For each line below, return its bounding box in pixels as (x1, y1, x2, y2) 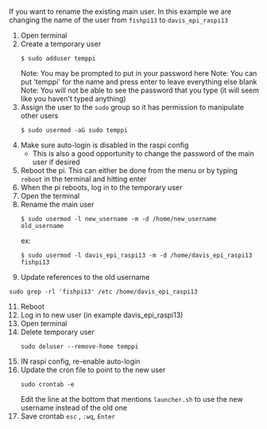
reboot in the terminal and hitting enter (20, 175, 147, 183)
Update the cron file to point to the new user (20, 365, 166, 374)
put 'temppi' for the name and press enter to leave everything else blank (20, 77, 257, 86)
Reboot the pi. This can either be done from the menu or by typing (20, 166, 238, 175)
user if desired (32, 157, 80, 167)
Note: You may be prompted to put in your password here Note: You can (20, 69, 257, 78)
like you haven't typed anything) (20, 94, 126, 103)
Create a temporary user (20, 39, 102, 49)
